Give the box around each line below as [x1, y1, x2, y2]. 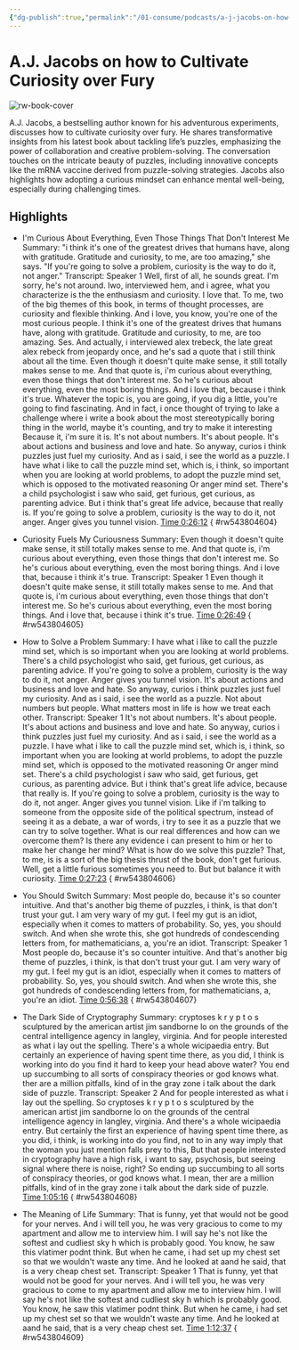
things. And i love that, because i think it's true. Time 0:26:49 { [21, 610, 252, 620]
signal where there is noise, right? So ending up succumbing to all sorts [21, 1164, 285, 1174]
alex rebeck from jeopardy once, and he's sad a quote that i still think [21, 347, 276, 357]
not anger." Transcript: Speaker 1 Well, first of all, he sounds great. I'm [21, 271, 279, 282]
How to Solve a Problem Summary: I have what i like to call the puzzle [21, 636, 278, 647]
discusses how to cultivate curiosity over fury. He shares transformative [9, 127, 273, 137]
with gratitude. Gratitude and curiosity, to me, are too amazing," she [21, 251, 271, 263]
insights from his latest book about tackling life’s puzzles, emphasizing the [9, 135, 282, 147]
